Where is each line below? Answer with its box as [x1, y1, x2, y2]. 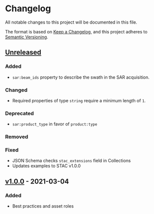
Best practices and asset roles [12, 203, 74, 209]
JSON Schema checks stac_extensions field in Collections [12, 158, 131, 164]
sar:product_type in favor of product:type [12, 121, 97, 127]
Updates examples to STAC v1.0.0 [12, 163, 81, 169]
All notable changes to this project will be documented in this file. [5, 19, 138, 25]
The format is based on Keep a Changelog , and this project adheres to [5, 29, 148, 34]
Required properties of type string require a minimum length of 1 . [12, 97, 146, 103]
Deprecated [5, 110, 34, 117]
